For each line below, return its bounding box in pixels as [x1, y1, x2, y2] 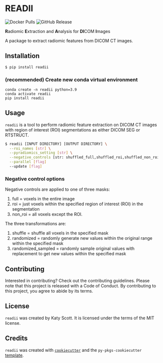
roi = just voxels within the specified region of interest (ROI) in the [12, 201, 144, 207]
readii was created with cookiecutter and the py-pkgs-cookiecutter [5, 347, 142, 353]
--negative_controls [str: [9, 155, 64, 160]
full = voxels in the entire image [12, 196, 75, 202]
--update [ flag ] [9, 164, 42, 169]
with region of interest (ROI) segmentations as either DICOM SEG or [5, 127, 141, 132]
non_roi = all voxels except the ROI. [12, 212, 82, 217]
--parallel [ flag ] [9, 160, 47, 165]
